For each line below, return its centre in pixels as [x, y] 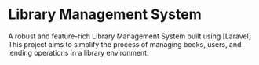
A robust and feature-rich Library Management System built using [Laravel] [130, 36]
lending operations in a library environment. [78, 52]
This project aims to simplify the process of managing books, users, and [125, 44]
